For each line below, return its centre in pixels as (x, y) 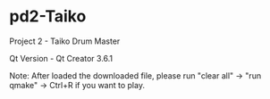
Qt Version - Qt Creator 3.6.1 (61, 58)
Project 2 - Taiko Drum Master (65, 41)
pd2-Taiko (48, 16)
